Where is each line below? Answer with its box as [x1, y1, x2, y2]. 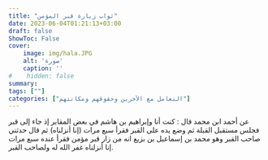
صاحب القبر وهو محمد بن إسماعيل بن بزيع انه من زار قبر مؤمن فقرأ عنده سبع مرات [8, 134, 262, 144]
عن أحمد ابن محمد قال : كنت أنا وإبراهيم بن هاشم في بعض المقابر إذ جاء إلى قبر [8, 116, 250, 126]
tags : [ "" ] [8, 86, 45, 95]
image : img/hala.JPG [23, 49, 93, 57]
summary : [8, 79, 38, 87]
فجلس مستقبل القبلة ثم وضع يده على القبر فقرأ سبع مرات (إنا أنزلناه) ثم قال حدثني [8, 125, 260, 135]
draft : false [8, 27, 53, 35]
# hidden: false [8, 72, 75, 80]
